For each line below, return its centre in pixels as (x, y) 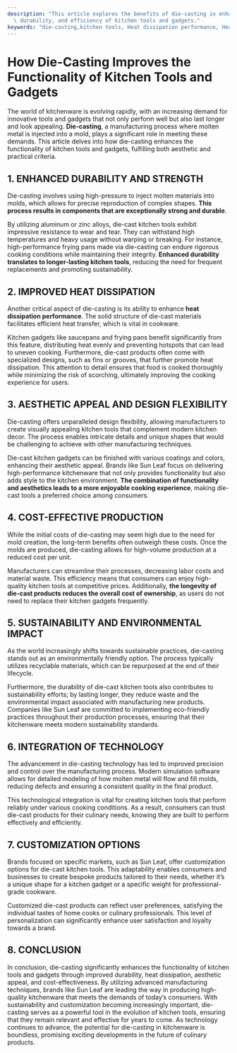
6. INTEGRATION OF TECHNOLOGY (86, 747)
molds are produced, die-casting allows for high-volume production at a (112, 549)
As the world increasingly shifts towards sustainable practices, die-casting (116, 651)
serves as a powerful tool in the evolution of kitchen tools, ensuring (128, 1012)
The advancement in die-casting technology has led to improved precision (115, 764)
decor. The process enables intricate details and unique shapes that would (116, 436)
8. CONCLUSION (44, 950)
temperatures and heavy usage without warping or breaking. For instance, (115, 239)
